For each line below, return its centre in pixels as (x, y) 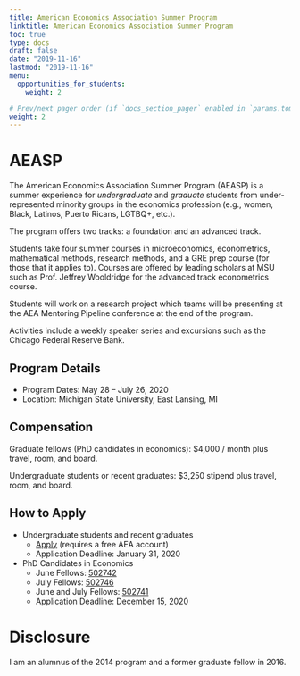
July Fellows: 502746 (75, 582)
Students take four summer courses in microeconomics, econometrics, (140, 249)
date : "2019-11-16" (46, 59)
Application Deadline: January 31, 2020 (108, 554)
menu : (19, 76)
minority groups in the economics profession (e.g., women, (165, 204)
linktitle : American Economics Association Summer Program (121, 26)
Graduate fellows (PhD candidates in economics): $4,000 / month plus (139, 448)
